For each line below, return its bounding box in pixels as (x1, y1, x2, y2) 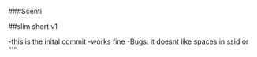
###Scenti (8, 7, 42, 16)
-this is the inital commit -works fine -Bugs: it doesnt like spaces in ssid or (8, 37, 249, 46)
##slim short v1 (8, 22, 58, 30)
